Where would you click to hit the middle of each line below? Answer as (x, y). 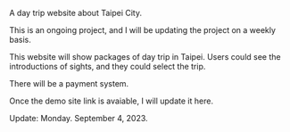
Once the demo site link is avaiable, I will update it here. (112, 101)
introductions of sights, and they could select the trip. (108, 66)
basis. (20, 40)
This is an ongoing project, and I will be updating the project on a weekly (143, 30)
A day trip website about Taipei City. (76, 13)
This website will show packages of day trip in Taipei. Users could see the (145, 57)
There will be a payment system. (69, 83)
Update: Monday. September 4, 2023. (79, 118)
